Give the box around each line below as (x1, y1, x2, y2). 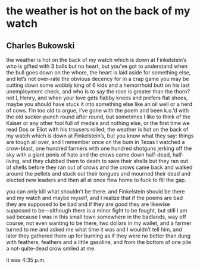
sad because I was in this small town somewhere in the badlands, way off (6, 213, 186, 220)
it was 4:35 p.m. (6, 257, 46, 263)
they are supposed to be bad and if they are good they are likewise (6, 201, 170, 208)
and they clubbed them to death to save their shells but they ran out (21, 158, 189, 164)
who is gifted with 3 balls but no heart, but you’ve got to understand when (6, 62, 187, 70)
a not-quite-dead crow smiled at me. (6, 245, 96, 252)
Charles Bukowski (6, 40, 75, 51)
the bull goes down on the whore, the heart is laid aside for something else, (6, 69, 191, 76)
